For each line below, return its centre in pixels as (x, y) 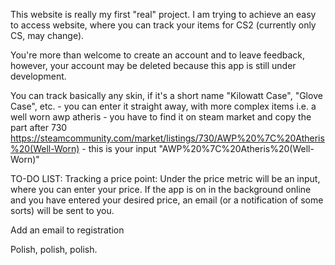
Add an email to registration (67, 230)
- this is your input (119, 148)
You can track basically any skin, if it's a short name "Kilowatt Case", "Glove (166, 95)
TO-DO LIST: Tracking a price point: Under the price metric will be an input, (165, 178)
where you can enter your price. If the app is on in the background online (161, 189)
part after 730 (39, 127)
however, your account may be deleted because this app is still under (153, 65)
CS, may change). (47, 35)
